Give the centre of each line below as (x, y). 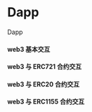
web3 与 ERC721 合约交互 (45, 67)
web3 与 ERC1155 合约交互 (46, 102)
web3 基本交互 (29, 49)
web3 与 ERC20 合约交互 (44, 84)
